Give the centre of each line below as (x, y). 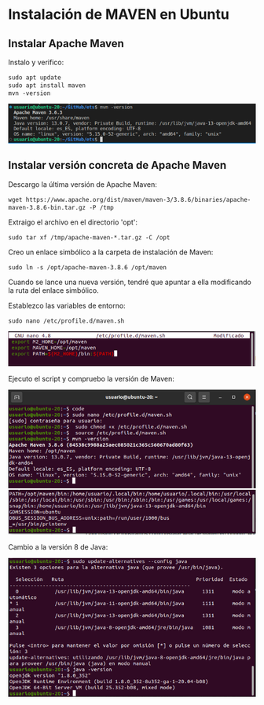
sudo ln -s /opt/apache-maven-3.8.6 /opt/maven (88, 267)
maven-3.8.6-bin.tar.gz (47, 207)
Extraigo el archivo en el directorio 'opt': (73, 222)
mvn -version (29, 93)
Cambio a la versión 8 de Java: (58, 547)
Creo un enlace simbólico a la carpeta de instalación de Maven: (111, 252)
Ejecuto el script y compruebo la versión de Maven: (92, 378)
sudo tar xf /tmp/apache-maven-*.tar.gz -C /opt (89, 237)
